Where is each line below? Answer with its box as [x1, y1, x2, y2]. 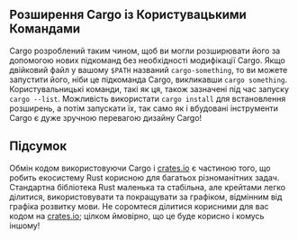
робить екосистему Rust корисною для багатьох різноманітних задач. [9, 171, 280, 183]
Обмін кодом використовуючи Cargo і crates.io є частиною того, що [9, 162, 272, 173]
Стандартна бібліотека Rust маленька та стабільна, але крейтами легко [9, 181, 286, 192]
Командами [9, 22, 81, 37]
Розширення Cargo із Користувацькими [9, 7, 248, 23]
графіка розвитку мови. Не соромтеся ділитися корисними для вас [9, 200, 269, 211]
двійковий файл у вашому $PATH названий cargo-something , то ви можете [9, 64, 288, 75]
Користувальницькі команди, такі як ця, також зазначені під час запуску [9, 83, 290, 94]
